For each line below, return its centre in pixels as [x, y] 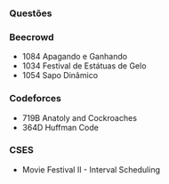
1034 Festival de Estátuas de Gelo [84, 66]
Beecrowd [32, 36]
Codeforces [36, 99]
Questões [31, 13]
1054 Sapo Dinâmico [60, 76]
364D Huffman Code [60, 127]
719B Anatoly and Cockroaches [80, 117]
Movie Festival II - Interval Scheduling [91, 169]
